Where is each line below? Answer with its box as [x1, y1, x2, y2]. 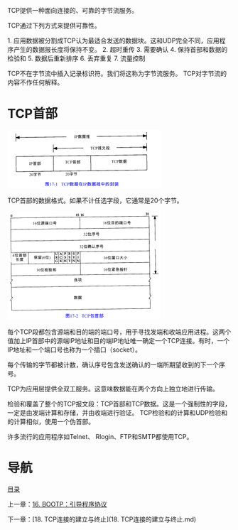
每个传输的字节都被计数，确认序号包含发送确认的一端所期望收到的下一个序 [7, 360, 225, 369]
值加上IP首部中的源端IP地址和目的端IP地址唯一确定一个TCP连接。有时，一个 [7, 336, 229, 345]
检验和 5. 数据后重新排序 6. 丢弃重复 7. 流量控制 [7, 54, 146, 63]
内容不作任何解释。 [7, 78, 64, 87]
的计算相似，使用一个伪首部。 [7, 417, 94, 426]
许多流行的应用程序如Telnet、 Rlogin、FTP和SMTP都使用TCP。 [7, 432, 193, 440]
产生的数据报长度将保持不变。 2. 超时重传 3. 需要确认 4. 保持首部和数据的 [13, 45, 228, 53]
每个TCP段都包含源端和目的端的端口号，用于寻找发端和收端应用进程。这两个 [7, 328, 232, 336]
